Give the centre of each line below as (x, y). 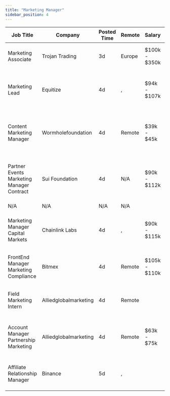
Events (16, 172)
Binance (52, 373)
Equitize (51, 90)
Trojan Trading (59, 56)
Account (18, 327)
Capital (16, 233)
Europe (129, 56)
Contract (18, 191)
